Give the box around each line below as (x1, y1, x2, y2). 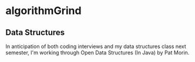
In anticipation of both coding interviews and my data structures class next (5, 43, 186, 50)
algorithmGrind (5, 4, 82, 18)
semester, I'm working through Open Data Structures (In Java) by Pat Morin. (5, 49, 190, 56)
